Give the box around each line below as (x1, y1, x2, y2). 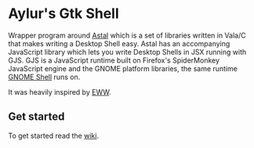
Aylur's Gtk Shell (8, 5, 119, 23)
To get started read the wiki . (8, 131, 100, 140)
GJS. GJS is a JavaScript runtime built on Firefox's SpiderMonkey (8, 56, 220, 65)
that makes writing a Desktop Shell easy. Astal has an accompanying (8, 38, 230, 48)
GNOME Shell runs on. (8, 72, 81, 81)
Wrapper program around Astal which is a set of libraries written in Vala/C (8, 31, 246, 40)
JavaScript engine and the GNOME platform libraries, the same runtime (8, 63, 238, 73)
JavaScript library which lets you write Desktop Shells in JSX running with (8, 47, 247, 56)
